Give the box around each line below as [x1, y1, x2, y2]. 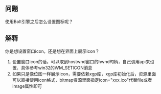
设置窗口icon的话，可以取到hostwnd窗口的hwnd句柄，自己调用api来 [12, 58, 150, 65]
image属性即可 [12, 83, 43, 89]
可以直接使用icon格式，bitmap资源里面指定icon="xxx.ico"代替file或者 [12, 77, 153, 83]
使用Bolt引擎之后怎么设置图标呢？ [5, 19, 73, 24]
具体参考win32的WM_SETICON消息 [21, 65, 92, 70]
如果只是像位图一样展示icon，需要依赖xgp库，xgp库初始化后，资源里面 [12, 70, 156, 77]
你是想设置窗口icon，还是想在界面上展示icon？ [5, 48, 100, 54]
